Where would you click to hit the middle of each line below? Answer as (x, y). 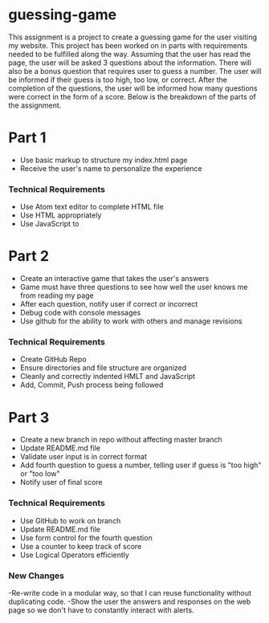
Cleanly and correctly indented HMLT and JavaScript (107, 377)
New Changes (36, 576)
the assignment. (35, 105)
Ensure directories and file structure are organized (103, 368)
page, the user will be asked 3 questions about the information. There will (130, 63)
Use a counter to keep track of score (81, 546)
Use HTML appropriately (61, 215)
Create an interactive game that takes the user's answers (114, 279)
